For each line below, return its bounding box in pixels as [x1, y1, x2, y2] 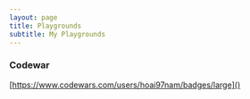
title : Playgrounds [9, 21, 82, 30]
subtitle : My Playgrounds [9, 29, 105, 38]
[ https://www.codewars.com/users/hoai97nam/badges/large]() [9, 79, 241, 90]
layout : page [9, 12, 58, 22]
